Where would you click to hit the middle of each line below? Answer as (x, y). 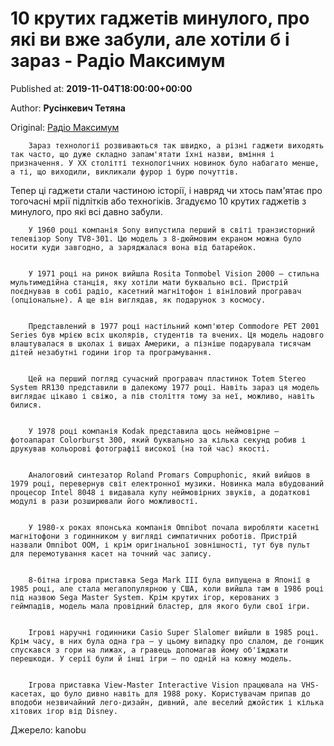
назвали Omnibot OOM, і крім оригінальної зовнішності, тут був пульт (160, 545)
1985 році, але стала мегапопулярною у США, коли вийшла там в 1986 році (167, 588)
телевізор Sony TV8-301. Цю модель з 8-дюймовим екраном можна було (156, 238)
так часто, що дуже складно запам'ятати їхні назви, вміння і (142, 154)
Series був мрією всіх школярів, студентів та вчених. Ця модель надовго (167, 335)
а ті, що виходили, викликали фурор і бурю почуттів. (125, 172)
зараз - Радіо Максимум (118, 61)
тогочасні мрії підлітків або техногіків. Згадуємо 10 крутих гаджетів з (158, 201)
